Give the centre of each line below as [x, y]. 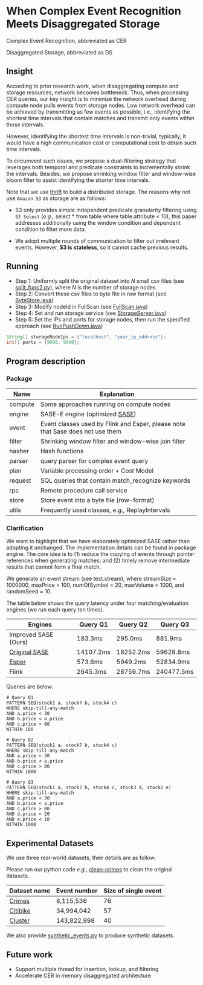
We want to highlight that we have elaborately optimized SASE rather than [98, 541]
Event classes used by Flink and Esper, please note [113, 424]
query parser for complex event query [94, 461]
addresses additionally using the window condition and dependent [98, 222]
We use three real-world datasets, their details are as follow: [81, 858]
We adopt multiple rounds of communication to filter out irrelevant [97, 241]
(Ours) [19, 642]
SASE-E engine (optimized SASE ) [88, 414]
